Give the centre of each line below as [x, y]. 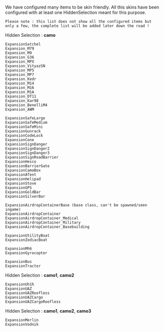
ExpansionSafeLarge [25, 118]
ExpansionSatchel [23, 44]
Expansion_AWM [20, 109]
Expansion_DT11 [21, 96]
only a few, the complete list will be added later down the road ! [77, 26]
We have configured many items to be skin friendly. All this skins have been [82, 7]
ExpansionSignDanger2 [27, 149]
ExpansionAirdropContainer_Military [43, 223]
